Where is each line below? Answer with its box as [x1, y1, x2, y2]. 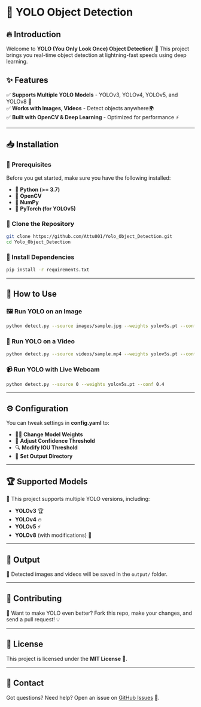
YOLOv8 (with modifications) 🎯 [14, 531, 92, 539]
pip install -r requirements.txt [6, 267, 90, 273]
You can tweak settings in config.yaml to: [6, 419, 109, 427]
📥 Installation [6, 140, 59, 150]
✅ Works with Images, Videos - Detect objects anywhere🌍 [6, 104, 154, 111]
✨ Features [6, 75, 48, 86]
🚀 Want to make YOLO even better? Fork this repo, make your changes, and [6, 609, 193, 617]
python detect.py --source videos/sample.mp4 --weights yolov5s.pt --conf [6, 351, 197, 357]
